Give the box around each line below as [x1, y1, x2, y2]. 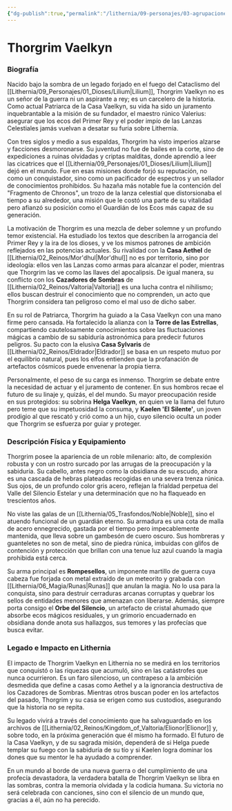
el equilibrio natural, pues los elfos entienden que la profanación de [7, 355, 199, 363]
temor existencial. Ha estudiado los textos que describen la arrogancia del [7, 232, 218, 240]
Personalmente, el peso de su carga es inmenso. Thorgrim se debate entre [7, 375, 220, 384]
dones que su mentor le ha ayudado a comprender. [7, 753, 153, 761]
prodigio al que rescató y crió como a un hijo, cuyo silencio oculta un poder [7, 412, 222, 421]
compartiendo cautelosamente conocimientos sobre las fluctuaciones [7, 326, 206, 334]
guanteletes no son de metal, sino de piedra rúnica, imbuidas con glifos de [7, 539, 220, 547]
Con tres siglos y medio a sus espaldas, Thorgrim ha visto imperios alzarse [7, 137, 221, 146]
